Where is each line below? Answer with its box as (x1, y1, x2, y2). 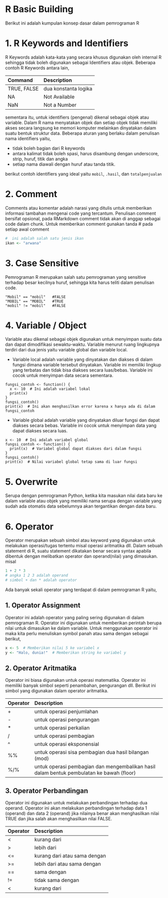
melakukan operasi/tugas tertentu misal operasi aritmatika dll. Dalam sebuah (5, 543, 163, 549)
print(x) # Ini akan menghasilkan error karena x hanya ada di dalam (5, 404, 155, 409)
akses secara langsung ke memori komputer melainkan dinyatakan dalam (5, 125, 156, 131)
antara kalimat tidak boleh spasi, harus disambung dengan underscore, (12, 150, 159, 156)
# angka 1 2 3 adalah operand (5, 573, 68, 578)
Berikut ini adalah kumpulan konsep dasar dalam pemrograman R (5, 20, 139, 26)
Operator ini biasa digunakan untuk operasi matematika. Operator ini (5, 677, 146, 683)
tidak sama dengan (34, 877, 79, 884)
